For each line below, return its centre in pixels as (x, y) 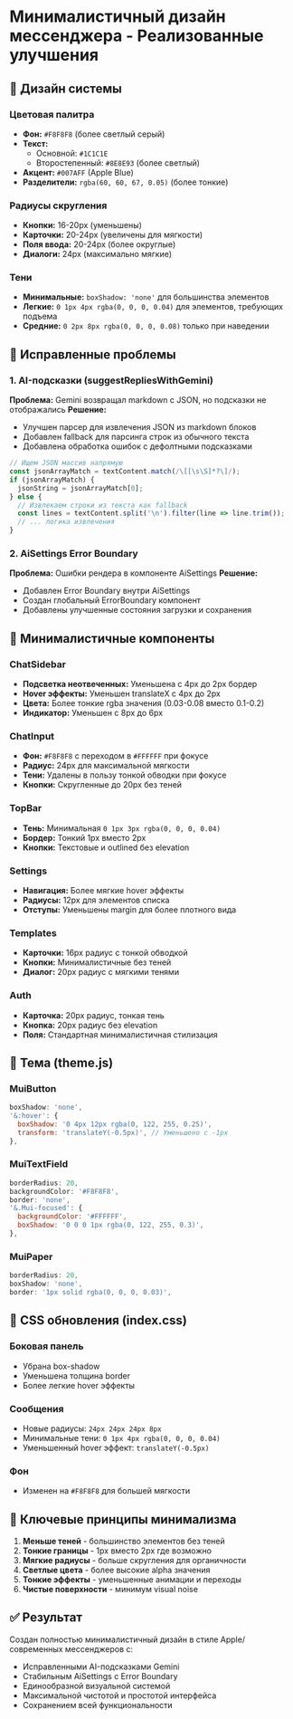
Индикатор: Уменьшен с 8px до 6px (93, 713)
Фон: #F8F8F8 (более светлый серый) (94, 134)
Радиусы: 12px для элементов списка (96, 900)
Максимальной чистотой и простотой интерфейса (119, 1695)
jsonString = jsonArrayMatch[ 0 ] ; (80, 488)
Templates (33, 932)
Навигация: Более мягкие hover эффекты (103, 890)
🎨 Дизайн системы (66, 88)
